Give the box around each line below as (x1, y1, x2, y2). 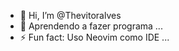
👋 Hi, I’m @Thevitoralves (19, 10, 122, 21)
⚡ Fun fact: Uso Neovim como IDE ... (19, 31, 170, 43)
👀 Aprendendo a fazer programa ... (19, 20, 163, 32)
